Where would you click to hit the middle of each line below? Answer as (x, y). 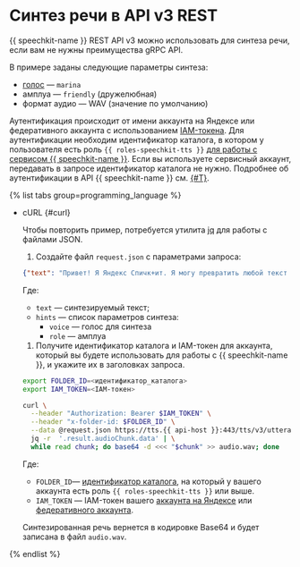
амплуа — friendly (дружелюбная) (90, 94)
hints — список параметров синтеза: (107, 317)
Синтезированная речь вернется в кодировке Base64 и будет (141, 527)
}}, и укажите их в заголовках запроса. (110, 364)
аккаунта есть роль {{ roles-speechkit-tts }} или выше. (145, 491)
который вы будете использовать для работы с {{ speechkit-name (162, 355)
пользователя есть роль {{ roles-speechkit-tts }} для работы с (133, 149)
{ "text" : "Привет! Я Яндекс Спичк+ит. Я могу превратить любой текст (155, 273)
